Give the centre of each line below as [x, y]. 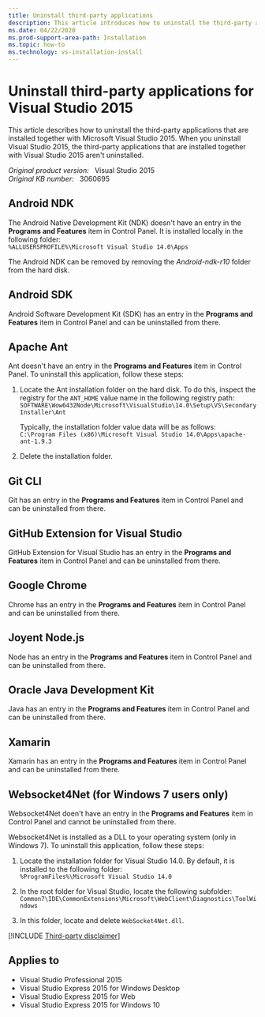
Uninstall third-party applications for [131, 91]
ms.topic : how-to [37, 45]
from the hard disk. [39, 270]
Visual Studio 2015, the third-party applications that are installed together [127, 146]
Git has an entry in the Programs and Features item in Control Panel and [126, 500]
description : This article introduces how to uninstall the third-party [130, 23]
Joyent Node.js [47, 638]
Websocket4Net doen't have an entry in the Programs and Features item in [131, 813]
